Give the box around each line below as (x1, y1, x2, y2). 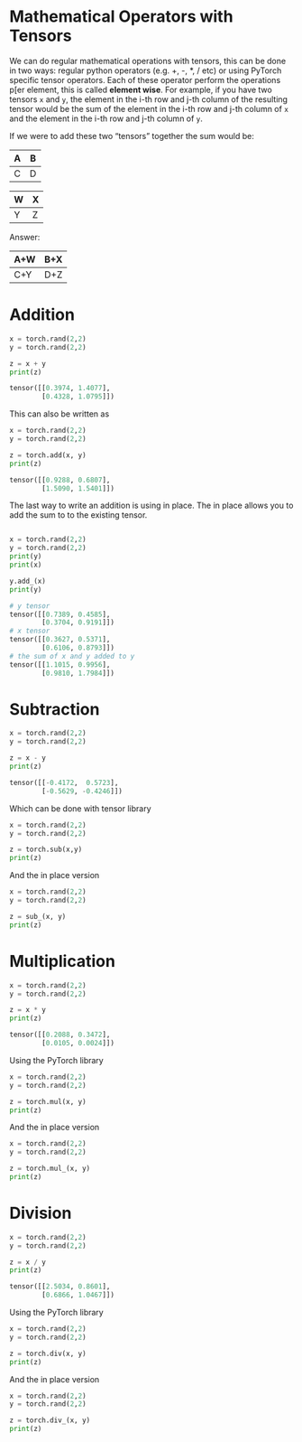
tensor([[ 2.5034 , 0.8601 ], (9, 1282, 111, 1291)
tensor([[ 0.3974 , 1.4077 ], (9, 384, 111, 393)
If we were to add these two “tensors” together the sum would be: (9, 130, 255, 141)
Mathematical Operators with (9, 6, 233, 27)
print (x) (9, 560, 42, 569)
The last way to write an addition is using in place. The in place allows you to (9, 500, 294, 511)
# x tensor (9, 626, 50, 636)
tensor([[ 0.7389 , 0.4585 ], (9, 610, 111, 619)
